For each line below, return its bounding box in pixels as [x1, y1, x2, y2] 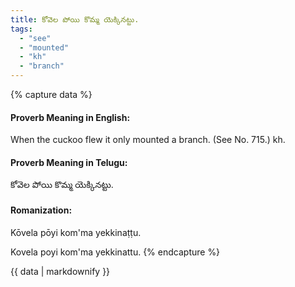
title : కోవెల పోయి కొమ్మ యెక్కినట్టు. [10, 14, 140, 25]
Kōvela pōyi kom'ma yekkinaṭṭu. [10, 226, 142, 238]
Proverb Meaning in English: [10, 111, 131, 123]
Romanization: [10, 204, 73, 216]
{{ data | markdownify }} [10, 265, 111, 277]
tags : [10, 24, 33, 34]
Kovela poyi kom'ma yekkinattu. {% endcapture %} [10, 246, 221, 258]
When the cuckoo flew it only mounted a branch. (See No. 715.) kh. [10, 134, 286, 146]
